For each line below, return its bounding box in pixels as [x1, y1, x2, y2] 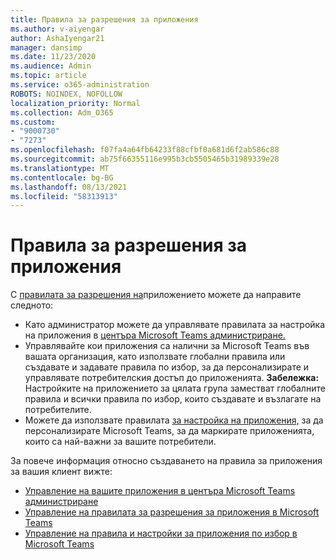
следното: [10, 299, 54, 311]
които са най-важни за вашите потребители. [24, 436, 217, 448]
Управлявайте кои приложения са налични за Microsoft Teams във [24, 340, 310, 352]
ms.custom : [10, 117, 56, 127]
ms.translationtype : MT [10, 163, 110, 173]
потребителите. [24, 404, 92, 416]
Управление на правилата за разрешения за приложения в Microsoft [24, 506, 320, 518]
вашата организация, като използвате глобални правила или [24, 351, 286, 363]
